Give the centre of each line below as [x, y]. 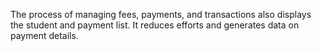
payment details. [44, 35]
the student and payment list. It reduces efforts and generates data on [155, 25]
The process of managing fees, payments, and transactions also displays [161, 14]
